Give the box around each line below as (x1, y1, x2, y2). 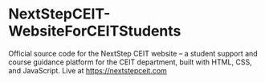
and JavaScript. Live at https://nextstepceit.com (8, 65, 167, 75)
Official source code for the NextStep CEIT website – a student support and (8, 48, 259, 58)
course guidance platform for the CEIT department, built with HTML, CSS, (8, 57, 252, 67)
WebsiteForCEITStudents (8, 22, 181, 40)
